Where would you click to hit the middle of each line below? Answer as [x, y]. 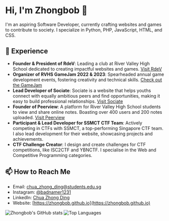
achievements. [28, 139]
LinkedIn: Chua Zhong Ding [41, 197]
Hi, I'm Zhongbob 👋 [46, 10]
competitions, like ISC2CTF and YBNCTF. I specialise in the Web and [84, 150]
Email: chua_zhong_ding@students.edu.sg [57, 186]
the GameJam [27, 85]
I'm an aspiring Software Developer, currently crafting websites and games [83, 24]
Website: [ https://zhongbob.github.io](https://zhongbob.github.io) [81, 203]
